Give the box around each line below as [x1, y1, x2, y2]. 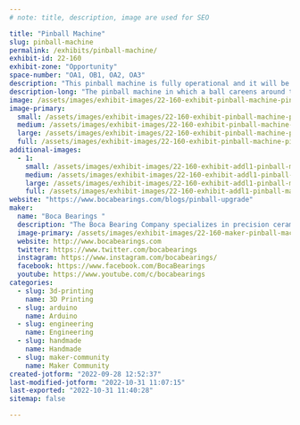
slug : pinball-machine [9, 37, 94, 46]
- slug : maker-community [17, 353, 110, 362]
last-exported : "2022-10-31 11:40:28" [9, 386, 154, 396]
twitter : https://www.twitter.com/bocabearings [17, 245, 198, 254]
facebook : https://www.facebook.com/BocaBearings [17, 262, 205, 271]
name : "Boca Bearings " [17, 212, 105, 221]
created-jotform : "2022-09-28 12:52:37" [9, 370, 162, 379]
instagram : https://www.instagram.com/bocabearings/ [17, 254, 218, 262]
